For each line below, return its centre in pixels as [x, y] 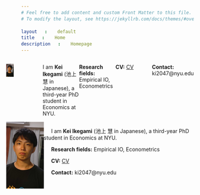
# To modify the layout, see [57, 19]
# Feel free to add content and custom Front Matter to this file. [107, 13]
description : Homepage [57, 44]
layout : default [49, 32]
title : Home [43, 38]
